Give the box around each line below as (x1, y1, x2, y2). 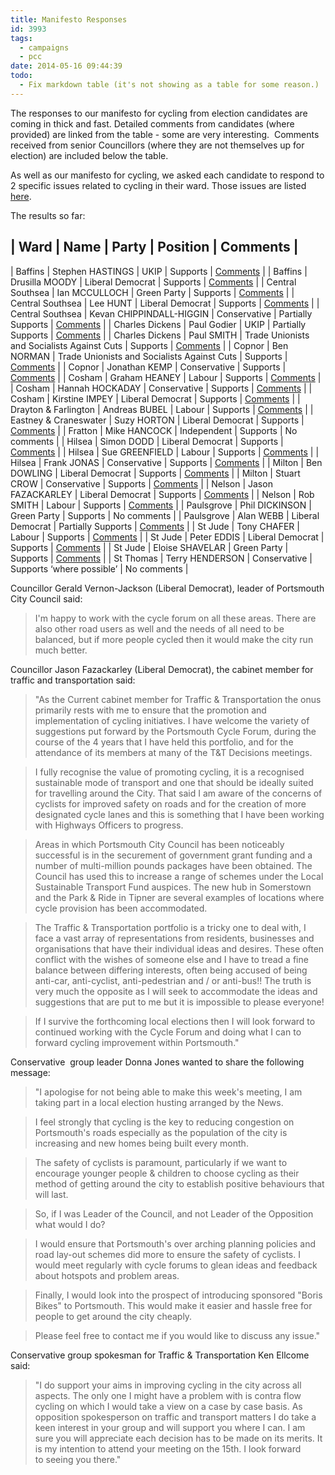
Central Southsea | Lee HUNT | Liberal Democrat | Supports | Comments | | (10, 297, 320, 309)
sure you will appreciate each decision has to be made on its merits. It (34, 1432, 323, 1444)
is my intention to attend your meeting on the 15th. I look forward (34, 1442, 302, 1455)
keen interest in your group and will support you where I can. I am (34, 1421, 306, 1433)
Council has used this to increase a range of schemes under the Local (34, 870, 324, 882)
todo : (10, 71, 33, 81)
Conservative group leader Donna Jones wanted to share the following (10, 1056, 305, 1068)
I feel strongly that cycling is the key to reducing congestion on (34, 1116, 295, 1128)
